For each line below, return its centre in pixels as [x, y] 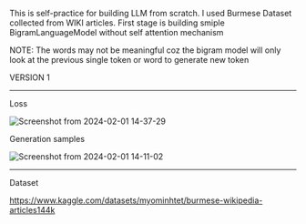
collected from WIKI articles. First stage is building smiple [117, 23]
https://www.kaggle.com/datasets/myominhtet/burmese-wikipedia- [136, 200]
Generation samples [47, 139]
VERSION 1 [30, 77]
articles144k [32, 210]
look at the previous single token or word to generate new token [129, 60]
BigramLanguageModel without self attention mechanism [117, 32]
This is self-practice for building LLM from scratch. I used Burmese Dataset [151, 13]
